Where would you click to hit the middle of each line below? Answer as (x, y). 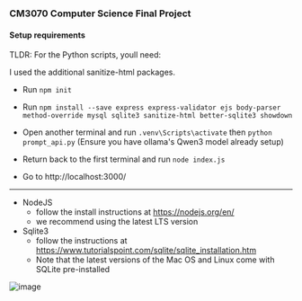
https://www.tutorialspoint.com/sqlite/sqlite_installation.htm (146, 251)
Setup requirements (47, 35)
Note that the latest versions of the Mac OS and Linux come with (155, 260)
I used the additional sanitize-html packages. (92, 72)
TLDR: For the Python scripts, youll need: (85, 55)
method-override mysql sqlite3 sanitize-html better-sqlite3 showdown (157, 116)
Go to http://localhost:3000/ (74, 177)
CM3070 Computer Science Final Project (100, 13)
